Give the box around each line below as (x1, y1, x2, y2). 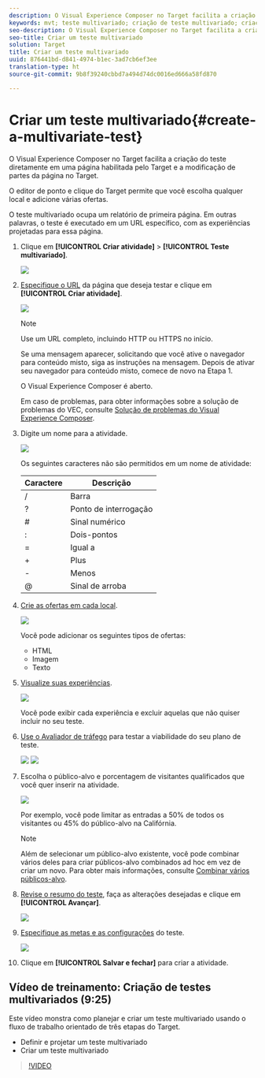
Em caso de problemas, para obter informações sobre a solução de (20, 396, 239, 406)
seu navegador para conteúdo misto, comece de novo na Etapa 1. (20, 366, 233, 375)
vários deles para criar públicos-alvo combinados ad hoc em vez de (20, 857, 241, 867)
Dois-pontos (70, 529, 118, 540)
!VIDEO (28, 1061, 52, 1071)
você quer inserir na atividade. (20, 780, 120, 789)
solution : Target (9, 41, 66, 49)
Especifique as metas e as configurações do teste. (20, 927, 185, 937)
